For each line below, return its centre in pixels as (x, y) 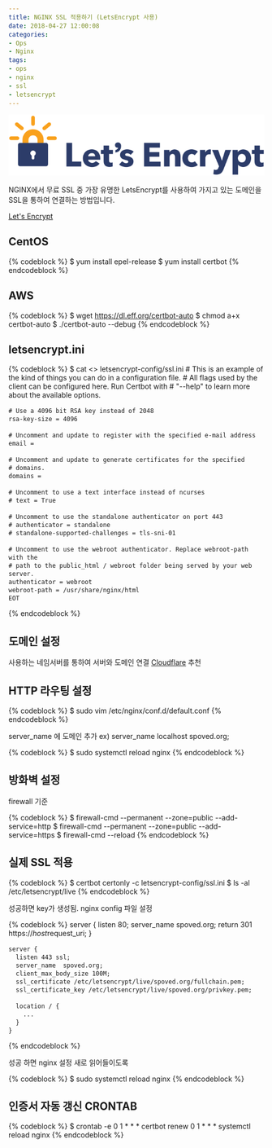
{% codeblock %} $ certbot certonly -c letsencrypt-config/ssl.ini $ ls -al (129, 882)
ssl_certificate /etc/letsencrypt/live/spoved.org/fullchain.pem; (130, 982)
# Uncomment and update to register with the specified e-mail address (132, 436)
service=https (32, 834)
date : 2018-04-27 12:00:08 (54, 26)
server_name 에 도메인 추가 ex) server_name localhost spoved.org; (119, 736)
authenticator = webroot (50, 583)
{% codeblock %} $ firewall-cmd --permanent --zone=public (111, 817)
